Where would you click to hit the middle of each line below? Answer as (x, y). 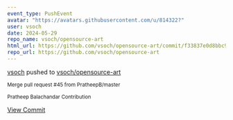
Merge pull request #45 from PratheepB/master (64, 85)
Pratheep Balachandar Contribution (49, 97)
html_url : (21, 46)
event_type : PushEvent (40, 14)
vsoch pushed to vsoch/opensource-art (64, 72)
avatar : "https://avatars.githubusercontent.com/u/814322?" (96, 20)
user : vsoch (24, 26)
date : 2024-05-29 (32, 33)
